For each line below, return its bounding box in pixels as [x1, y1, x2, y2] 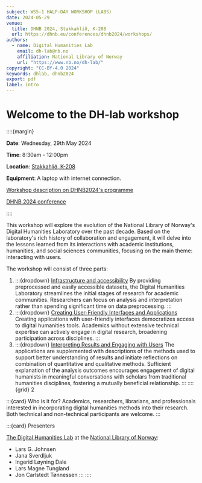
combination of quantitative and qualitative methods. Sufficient [14, 360, 171, 367]
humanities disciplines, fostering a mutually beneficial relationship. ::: [14, 379, 187, 386]
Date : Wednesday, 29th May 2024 [6, 139, 92, 147]
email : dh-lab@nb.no [17, 48, 69, 54]
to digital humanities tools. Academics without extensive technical [14, 321, 179, 329]
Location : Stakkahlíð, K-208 [6, 162, 76, 170]
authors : [6, 37, 28, 43]
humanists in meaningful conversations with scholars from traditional [14, 373, 187, 380]
